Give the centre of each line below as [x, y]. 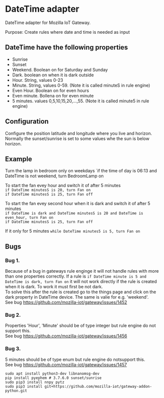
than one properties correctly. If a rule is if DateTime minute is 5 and [76, 276]
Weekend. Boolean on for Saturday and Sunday [60, 70]
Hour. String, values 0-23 [38, 80]
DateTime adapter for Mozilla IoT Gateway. [48, 23]
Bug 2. [13, 315]
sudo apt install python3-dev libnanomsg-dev [52, 374]
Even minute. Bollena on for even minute [53, 95]
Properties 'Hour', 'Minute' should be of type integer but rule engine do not [81, 326]
